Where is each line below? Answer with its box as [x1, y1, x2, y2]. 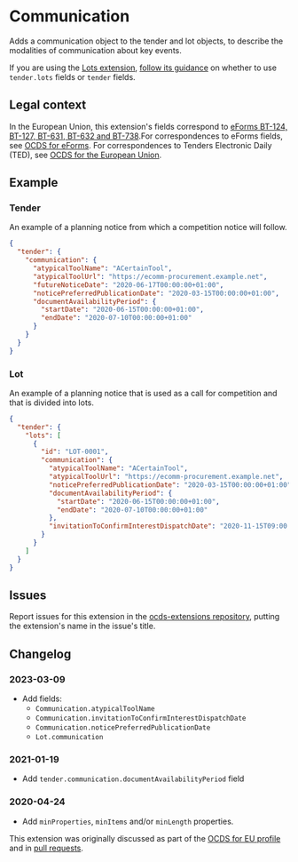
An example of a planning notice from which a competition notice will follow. [9, 222, 287, 233]
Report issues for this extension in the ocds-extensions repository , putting [9, 611, 280, 622]
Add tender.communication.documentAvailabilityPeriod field [21, 773, 245, 784]
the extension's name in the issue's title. [9, 620, 156, 632]
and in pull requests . [9, 842, 84, 853]
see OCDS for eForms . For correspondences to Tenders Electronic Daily [9, 140, 272, 150]
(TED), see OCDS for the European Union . [9, 149, 162, 160]
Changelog [9, 646, 72, 661]
